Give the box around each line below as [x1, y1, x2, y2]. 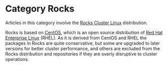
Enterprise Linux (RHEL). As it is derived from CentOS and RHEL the [5, 35, 147, 41]
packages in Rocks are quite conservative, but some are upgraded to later [5, 40, 160, 46]
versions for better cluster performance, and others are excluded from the [5, 45, 160, 51]
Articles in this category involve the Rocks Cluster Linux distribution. [5, 20, 148, 26]
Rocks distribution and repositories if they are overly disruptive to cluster [5, 51, 157, 57]
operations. [5, 56, 29, 62]
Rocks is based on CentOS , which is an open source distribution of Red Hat [5, 29, 163, 35]
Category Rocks [5, 3, 75, 15]
